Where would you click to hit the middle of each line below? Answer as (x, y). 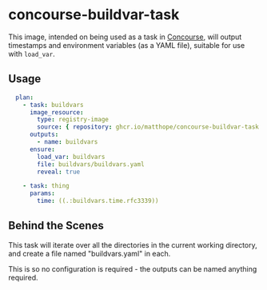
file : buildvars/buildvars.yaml (91, 164)
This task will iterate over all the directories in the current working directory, (133, 244)
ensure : (42, 149)
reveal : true (59, 172)
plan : (25, 97)
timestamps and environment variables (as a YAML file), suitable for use (127, 45)
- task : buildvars (53, 105)
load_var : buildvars (71, 157)
